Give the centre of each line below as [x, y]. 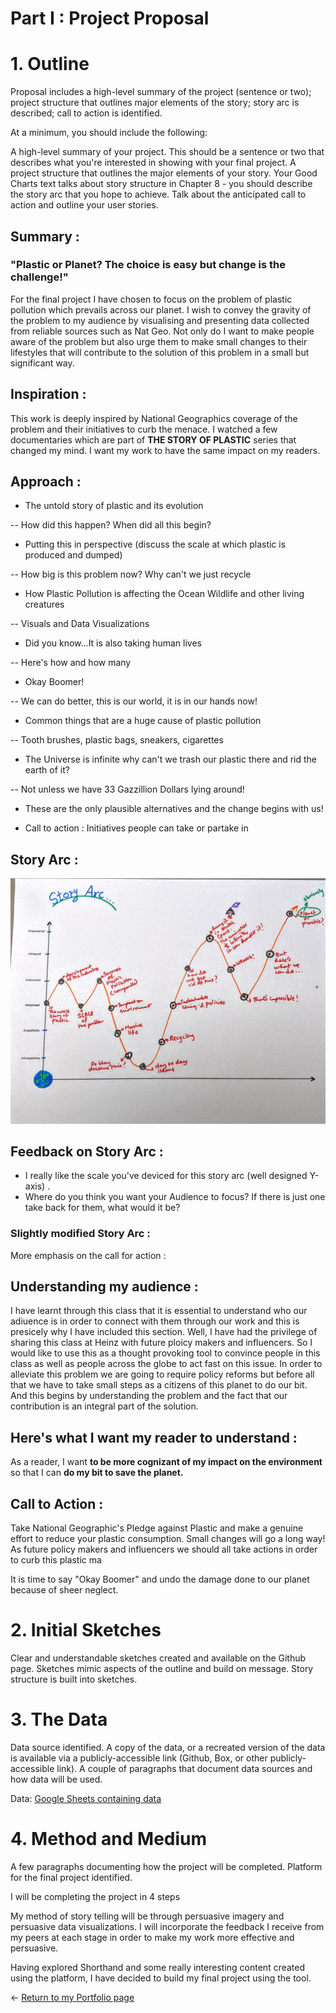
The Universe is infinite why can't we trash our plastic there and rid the [171, 759]
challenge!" [39, 277]
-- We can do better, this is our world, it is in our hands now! [134, 701]
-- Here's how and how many [71, 663]
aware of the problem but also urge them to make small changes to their [159, 341]
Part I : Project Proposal [110, 18]
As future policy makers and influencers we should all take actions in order [164, 1549]
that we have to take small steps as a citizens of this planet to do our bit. [159, 1385]
